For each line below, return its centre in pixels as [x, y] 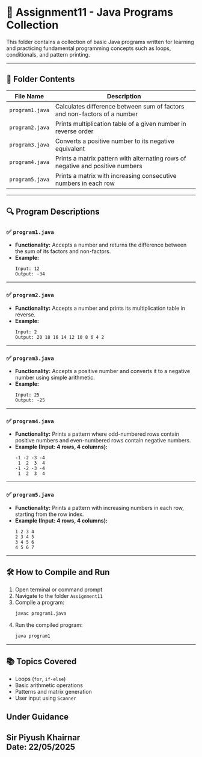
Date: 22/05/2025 [41, 747]
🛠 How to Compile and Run [58, 572]
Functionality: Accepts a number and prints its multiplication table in [100, 308]
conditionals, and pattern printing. [48, 54]
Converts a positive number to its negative [115, 141]
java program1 [32, 636]
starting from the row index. [49, 514]
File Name [29, 96]
